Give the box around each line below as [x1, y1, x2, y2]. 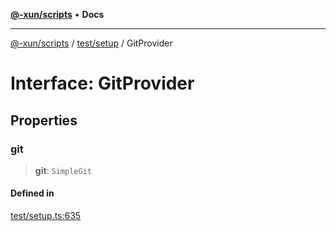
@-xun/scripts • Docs [10, 9, 105, 20]
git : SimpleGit [34, 164, 92, 176]
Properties [10, 112, 78, 129]
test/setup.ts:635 [10, 210, 82, 222]
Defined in [10, 187, 55, 199]
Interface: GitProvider [10, 72, 195, 95]
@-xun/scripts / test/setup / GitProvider [10, 37, 173, 49]
